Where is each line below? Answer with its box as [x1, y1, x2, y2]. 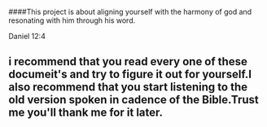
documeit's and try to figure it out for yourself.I [8, 68, 252, 81]
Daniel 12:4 [8, 32, 46, 41]
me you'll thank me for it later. [8, 106, 164, 120]
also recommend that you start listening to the [8, 81, 248, 94]
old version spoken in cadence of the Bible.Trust [8, 93, 259, 107]
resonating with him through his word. [8, 15, 136, 25]
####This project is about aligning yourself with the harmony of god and [8, 7, 252, 16]
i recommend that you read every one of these [8, 55, 248, 68]
